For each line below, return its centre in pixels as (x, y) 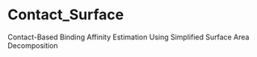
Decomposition (33, 45)
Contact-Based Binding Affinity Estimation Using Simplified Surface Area (128, 37)
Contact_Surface (66, 15)
